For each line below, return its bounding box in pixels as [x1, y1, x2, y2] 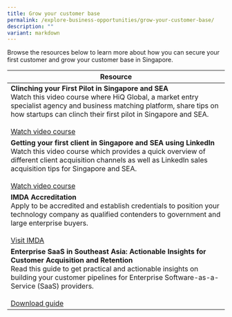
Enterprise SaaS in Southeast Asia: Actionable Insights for [10, 247, 206, 256]
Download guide [10, 298, 64, 308]
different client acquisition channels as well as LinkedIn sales [10, 155, 209, 165]
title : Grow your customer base [7, 10, 100, 17]
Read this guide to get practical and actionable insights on [10, 264, 199, 273]
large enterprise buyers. [10, 218, 88, 228]
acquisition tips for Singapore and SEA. [10, 164, 137, 173]
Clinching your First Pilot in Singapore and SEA [10, 84, 169, 93]
